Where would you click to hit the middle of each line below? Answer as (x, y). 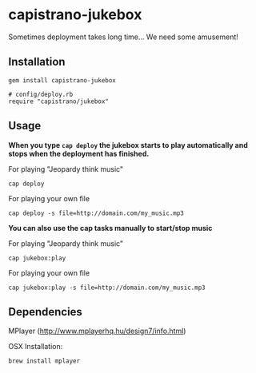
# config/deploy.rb (41, 94)
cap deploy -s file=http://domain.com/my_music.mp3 (96, 213)
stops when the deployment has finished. (79, 153)
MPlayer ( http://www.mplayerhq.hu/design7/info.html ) (97, 331)
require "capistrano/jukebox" (59, 101)
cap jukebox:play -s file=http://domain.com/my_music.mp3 (107, 288)
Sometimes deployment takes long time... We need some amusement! (123, 37)
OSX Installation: (36, 347)
